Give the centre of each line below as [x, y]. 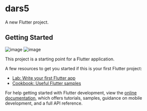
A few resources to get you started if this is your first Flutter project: [73, 68]
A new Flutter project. [27, 22]
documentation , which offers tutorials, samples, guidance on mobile [73, 98]
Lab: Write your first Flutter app [44, 78]
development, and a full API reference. [44, 103]
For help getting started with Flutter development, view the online [71, 93]
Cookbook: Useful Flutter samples [47, 83]
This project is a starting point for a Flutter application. [60, 59]
